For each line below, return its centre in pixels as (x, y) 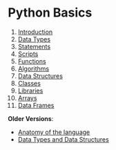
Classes (29, 83)
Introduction (35, 32)
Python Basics (50, 13)
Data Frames (36, 105)
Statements (34, 46)
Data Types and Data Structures (63, 139)
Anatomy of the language (54, 132)
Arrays (27, 97)
